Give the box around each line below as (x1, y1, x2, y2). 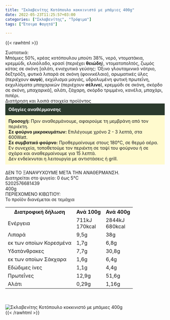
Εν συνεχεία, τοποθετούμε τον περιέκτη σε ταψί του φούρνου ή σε (8, 145, 149, 151)
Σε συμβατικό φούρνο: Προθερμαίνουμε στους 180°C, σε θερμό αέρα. (8, 140, 158, 146)
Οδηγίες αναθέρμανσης (8, 107, 62, 113)
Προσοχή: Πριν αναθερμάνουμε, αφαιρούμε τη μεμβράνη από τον (8, 118, 149, 124)
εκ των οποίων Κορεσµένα (8, 240, 72, 247)
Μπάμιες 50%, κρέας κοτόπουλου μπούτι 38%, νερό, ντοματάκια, (5, 55, 144, 61)
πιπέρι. (5, 93, 20, 99)
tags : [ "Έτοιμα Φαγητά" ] (5, 21, 58, 27)
